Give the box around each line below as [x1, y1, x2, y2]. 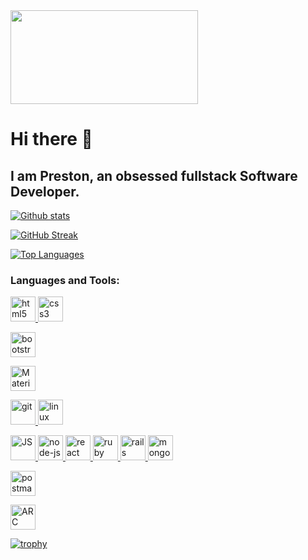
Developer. [10, 183, 80, 200]
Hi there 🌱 [10, 128, 93, 151]
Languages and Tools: [10, 273, 120, 287]
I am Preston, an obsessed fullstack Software [10, 167, 298, 184]
